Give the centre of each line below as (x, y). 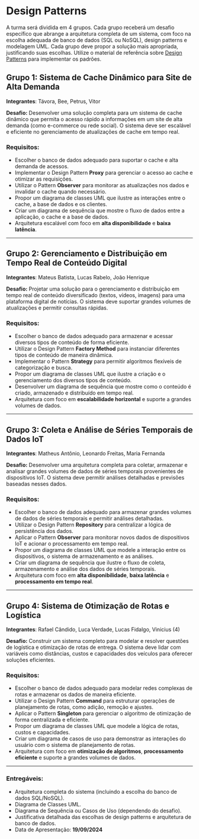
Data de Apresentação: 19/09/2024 (58, 829)
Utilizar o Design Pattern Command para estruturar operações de (95, 701)
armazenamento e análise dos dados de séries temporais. (85, 569)
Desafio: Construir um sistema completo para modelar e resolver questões (97, 641)
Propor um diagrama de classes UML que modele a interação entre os (100, 550)
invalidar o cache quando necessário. (60, 192)
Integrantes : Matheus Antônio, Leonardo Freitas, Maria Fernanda (86, 453)
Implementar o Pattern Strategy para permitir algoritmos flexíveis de (98, 361)
